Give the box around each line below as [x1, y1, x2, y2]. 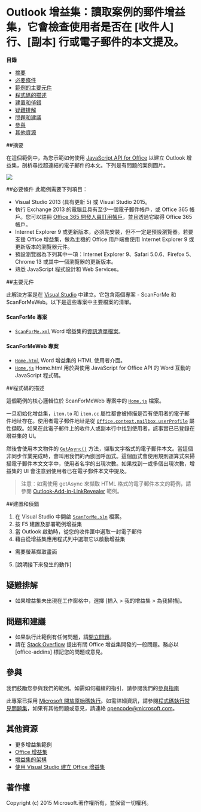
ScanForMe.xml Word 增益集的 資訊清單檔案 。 [14, 328, 124, 335]
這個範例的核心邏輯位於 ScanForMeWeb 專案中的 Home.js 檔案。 [6, 397, 165, 404]
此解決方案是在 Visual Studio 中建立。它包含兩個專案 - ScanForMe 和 [6, 291, 176, 298]
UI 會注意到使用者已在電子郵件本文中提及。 [23, 468, 130, 475]
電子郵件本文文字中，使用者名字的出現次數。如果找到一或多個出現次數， [11, 460, 190, 467]
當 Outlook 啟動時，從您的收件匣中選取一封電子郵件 [14, 528, 142, 535]
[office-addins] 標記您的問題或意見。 [14, 648, 106, 655]
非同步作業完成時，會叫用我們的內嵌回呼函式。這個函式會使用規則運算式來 [6, 453, 190, 460]
